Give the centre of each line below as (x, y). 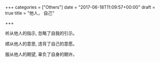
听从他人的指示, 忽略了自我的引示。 (41, 33)
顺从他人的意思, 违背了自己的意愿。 (41, 44)
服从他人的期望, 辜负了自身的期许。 (41, 54)
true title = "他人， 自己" (30, 13)
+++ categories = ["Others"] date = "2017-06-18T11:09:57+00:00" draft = (80, 7)
